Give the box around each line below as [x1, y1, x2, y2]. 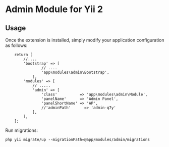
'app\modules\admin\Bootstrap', [41, 70, 109, 75]
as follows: [5, 42, 28, 48]
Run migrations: [5, 127, 38, 133]
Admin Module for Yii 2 [5, 4, 103, 15]
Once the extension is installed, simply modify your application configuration [5, 37, 165, 43]
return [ [14, 52, 33, 57]
